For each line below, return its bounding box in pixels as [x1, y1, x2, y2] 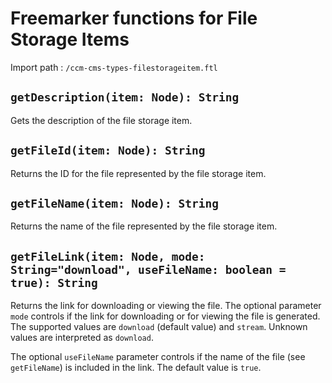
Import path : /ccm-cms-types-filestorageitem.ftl [10, 61, 218, 73]
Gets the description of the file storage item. [10, 114, 193, 126]
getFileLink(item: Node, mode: [10, 249, 206, 264]
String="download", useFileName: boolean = [10, 262, 287, 277]
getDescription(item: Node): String [10, 90, 240, 105]
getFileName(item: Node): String [10, 196, 220, 211]
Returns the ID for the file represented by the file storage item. [10, 167, 267, 179]
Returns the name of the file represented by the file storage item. [10, 220, 278, 232]
